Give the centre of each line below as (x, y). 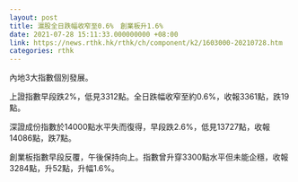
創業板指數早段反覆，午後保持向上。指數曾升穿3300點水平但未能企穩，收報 (149, 157)
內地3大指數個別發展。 (51, 78)
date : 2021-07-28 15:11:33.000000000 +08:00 (94, 34)
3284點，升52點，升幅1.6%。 (64, 169)
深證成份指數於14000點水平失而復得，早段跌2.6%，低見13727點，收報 (140, 127)
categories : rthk (42, 51)
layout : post (34, 17)
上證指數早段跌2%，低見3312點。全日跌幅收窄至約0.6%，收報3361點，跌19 (149, 97)
